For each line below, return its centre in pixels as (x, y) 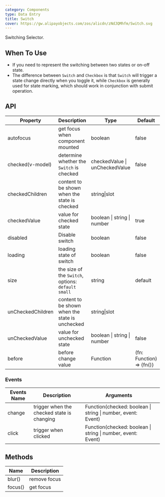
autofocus (19, 138)
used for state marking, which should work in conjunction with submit (82, 86)
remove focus (45, 479)
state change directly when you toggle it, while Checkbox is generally (81, 81)
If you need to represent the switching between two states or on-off (81, 65)
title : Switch (20, 19)
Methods (19, 457)
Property (30, 120)
